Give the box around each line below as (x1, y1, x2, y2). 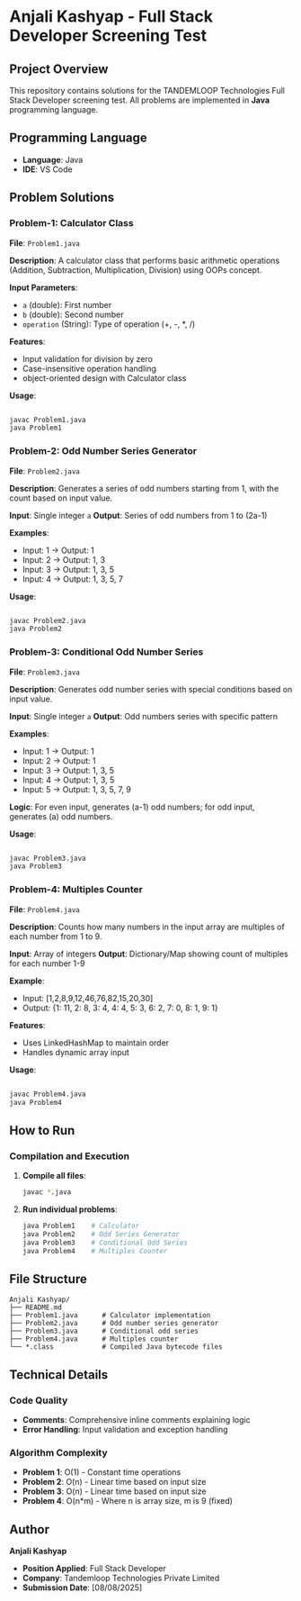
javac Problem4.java (9, 1090, 87, 1099)
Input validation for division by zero (22, 353, 153, 364)
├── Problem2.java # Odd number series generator (9, 1319, 219, 1328)
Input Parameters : (9, 282, 78, 293)
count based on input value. (9, 493, 113, 503)
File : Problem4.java (9, 903, 81, 915)
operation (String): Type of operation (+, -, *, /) (22, 318, 196, 330)
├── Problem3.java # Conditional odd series (9, 1326, 199, 1336)
